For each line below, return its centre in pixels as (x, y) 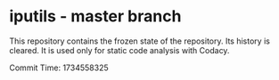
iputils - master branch (95, 16)
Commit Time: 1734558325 (59, 68)
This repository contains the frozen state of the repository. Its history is (139, 41)
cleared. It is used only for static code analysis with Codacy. (119, 50)
